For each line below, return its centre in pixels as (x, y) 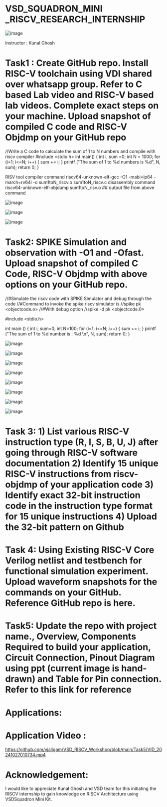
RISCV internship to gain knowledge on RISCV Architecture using (72, 794)
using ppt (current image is (62, 668)
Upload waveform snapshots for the (81, 582)
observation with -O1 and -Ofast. (74, 253)
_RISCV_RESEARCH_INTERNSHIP (75, 19)
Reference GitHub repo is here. (70, 603)
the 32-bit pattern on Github (65, 527)
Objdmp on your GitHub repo (66, 137)
